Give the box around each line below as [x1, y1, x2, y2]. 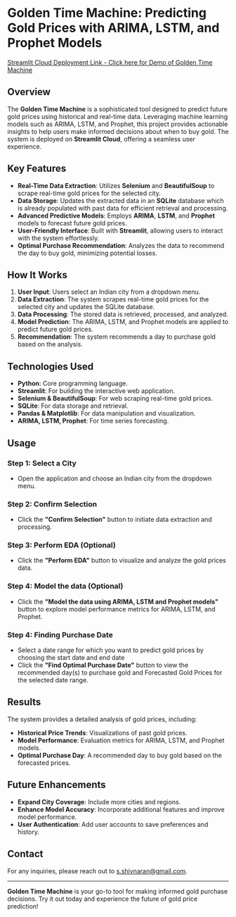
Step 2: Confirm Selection [7, 499, 98, 509]
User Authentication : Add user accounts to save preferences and [17, 820, 209, 828]
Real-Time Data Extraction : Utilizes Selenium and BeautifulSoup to [17, 181, 215, 189]
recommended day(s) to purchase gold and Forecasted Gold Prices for [17, 668, 223, 677]
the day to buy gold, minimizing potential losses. [17, 249, 158, 257]
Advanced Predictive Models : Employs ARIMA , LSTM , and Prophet [17, 211, 216, 220]
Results [7, 696, 41, 709]
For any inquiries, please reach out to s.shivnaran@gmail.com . [7, 866, 188, 875]
